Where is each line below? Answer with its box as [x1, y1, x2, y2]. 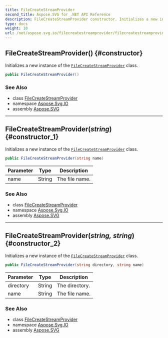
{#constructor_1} [5, 133, 59, 141]
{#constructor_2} [5, 239, 61, 248]
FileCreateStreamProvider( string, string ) [5, 231, 135, 240]
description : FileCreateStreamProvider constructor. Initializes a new [5, 16, 157, 21]
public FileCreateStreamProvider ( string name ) [5, 155, 104, 160]
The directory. [56, 282, 90, 289]
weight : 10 [5, 26, 28, 31]
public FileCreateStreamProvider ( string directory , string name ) [5, 262, 144, 267]
